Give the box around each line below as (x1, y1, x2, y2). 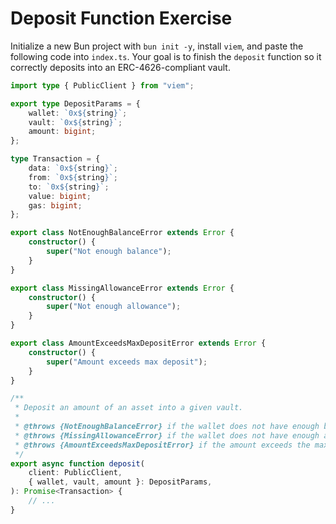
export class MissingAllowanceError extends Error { (10, 283, 235, 293)
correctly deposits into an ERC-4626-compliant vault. (10, 61, 231, 73)
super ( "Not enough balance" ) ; (46, 247, 172, 257)
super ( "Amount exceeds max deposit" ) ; (46, 357, 208, 367)
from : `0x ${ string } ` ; (28, 172, 118, 182)
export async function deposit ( (10, 458, 145, 469)
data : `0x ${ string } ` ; (28, 163, 118, 174)
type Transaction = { (10, 154, 101, 164)
